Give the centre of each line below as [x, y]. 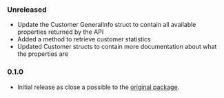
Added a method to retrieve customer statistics [84, 39]
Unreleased [27, 10]
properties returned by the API [60, 32]
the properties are [43, 54]
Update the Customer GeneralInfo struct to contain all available [106, 25]
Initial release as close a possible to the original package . [98, 87]
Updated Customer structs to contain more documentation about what [117, 47]
